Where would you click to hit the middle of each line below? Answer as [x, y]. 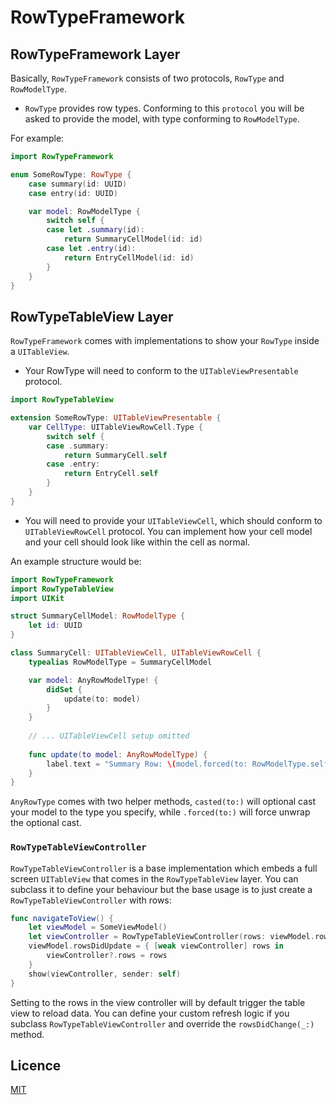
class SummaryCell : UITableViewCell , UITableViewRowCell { [136, 653]
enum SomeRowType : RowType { [71, 174]
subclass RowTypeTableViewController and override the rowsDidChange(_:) [162, 1023]
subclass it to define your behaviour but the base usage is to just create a [161, 889]
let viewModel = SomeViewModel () [98, 927]
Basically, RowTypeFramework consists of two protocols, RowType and [147, 78]
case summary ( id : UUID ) [78, 184]
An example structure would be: [76, 561]
